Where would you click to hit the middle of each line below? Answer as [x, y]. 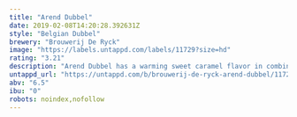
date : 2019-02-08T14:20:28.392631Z [75, 26]
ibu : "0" [25, 91]
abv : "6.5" [29, 83]
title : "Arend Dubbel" [51, 17]
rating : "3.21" [37, 58]
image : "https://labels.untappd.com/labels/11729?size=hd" [120, 50]
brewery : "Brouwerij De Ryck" [65, 42]
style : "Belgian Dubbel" [55, 33]
